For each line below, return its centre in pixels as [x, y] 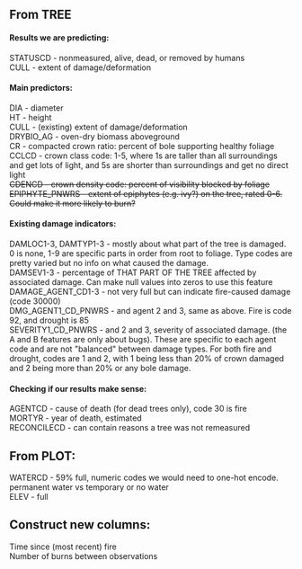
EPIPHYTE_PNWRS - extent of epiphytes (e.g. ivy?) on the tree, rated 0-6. [146, 193]
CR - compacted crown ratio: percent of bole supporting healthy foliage [142, 146]
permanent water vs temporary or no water [89, 487]
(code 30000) [35, 301]
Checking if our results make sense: [78, 388]
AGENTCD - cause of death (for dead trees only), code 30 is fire [128, 409]
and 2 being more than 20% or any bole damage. [100, 368]
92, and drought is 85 [49, 320]
